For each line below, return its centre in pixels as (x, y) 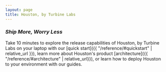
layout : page (19, 10)
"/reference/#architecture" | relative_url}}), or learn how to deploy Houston (83, 58)
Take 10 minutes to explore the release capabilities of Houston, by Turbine (82, 42)
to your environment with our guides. (44, 64)
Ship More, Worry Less (34, 32)
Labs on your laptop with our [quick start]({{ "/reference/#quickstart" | (79, 48)
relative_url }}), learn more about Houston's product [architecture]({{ (77, 53)
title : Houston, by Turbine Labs (40, 14)
